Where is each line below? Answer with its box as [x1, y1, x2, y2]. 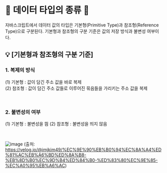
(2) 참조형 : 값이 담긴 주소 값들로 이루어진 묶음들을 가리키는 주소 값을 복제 [5, 85, 148, 91]
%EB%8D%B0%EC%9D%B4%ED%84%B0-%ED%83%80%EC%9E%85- [5, 157, 158, 163]
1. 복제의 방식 [5, 67, 35, 74]
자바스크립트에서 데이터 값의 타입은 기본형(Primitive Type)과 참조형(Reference [5, 22, 159, 28]
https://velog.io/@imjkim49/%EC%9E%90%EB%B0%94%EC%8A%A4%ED [5, 147, 162, 153]
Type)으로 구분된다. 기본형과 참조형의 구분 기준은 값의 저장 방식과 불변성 [5, 28, 146, 34]
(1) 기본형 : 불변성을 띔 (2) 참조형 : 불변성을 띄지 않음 [5, 121, 107, 127]
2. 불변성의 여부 [5, 108, 41, 115]
